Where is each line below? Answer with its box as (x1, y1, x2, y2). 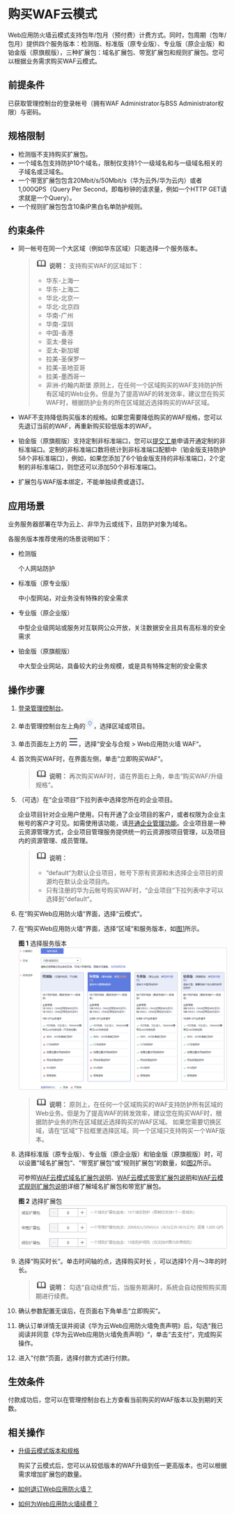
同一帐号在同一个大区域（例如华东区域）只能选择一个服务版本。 (17, 245, 201, 253)
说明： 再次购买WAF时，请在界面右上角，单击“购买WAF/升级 (49, 772, 224, 780)
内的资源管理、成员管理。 (17, 837, 92, 844)
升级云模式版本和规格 (17, 1446, 79, 1455)
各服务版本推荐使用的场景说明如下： (8, 534, 112, 543)
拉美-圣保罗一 (45, 355, 86, 363)
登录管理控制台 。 (17, 704, 68, 712)
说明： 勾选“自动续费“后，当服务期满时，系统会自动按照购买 (49, 1283, 221, 1291)
